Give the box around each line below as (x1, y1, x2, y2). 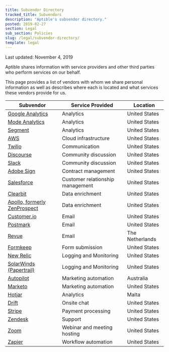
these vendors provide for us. (5, 89, 66, 96)
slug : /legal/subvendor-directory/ (5, 36, 80, 41)
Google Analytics (8, 110, 48, 117)
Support (62, 316, 81, 323)
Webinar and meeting (62, 324, 113, 331)
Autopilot (8, 274, 29, 281)
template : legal (5, 40, 39, 45)
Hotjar (8, 291, 23, 298)
